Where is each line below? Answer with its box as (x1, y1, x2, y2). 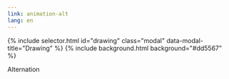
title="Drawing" (7, 44, 54, 52)
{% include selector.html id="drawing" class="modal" (7, 36, 166, 44)
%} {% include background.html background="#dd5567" (54, 44, 223, 52)
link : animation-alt (7, 10, 69, 18)
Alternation (7, 65, 41, 73)
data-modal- (166, 36, 203, 44)
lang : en (7, 17, 34, 24)
